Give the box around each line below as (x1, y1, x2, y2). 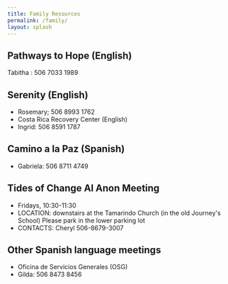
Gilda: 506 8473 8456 (17, 270, 82, 279)
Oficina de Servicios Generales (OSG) (17, 263, 128, 271)
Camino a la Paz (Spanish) (7, 143, 125, 155)
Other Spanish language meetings (7, 244, 161, 256)
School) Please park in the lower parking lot (17, 216, 145, 225)
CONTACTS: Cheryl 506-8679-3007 (17, 223, 124, 232)
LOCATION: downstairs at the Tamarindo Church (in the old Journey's (17, 208, 221, 217)
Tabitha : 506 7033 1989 (7, 69, 79, 77)
